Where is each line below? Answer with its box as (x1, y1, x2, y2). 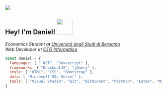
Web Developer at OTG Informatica (5, 46, 78, 52)
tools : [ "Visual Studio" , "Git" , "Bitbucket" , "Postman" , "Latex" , (9, 79, 155, 84)
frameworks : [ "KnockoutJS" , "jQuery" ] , (9, 65, 97, 70)
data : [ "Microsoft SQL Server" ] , (9, 74, 83, 79)
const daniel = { (5, 56, 41, 61)
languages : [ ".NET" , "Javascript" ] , (9, 60, 90, 65)
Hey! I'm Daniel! (5, 28, 56, 37)
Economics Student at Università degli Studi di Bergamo (5, 41, 120, 47)
